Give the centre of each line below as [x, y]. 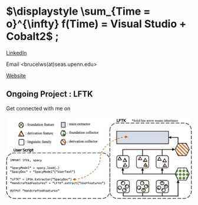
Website [16, 75]
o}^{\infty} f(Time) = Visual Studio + [96, 24]
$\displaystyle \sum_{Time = [78, 11]
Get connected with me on [38, 108]
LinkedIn [16, 52]
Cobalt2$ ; [32, 37]
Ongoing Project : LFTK [49, 94]
